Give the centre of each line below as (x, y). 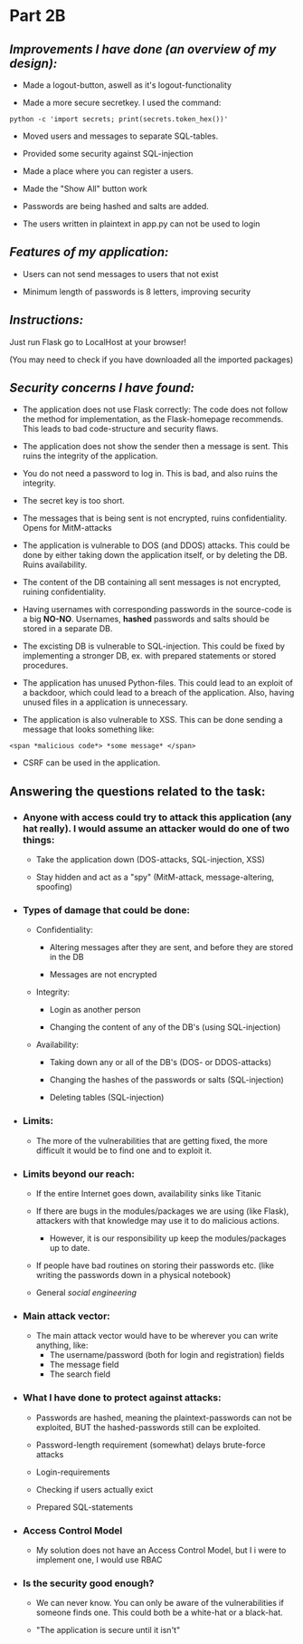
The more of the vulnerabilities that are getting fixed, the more (152, 1140)
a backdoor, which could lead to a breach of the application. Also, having (158, 693)
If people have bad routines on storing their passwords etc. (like (155, 1265)
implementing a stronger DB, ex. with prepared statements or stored (149, 656)
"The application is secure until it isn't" (108, 1630)
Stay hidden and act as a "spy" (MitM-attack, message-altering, (155, 877)
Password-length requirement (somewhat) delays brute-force (151, 1445)
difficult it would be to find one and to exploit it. (124, 1150)
